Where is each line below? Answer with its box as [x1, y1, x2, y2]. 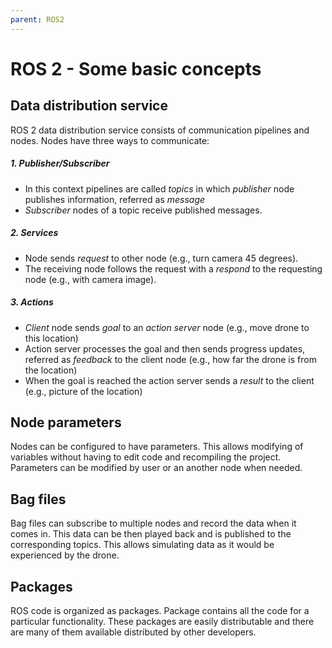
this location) [24, 332, 79, 344]
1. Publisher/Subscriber [10, 157, 110, 170]
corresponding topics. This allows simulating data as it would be [10, 539, 275, 551]
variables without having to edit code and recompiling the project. [10, 451, 282, 463]
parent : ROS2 [10, 14, 65, 25]
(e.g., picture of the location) [24, 385, 143, 397]
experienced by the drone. [10, 549, 120, 561]
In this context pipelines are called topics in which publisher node [24, 182, 295, 195]
